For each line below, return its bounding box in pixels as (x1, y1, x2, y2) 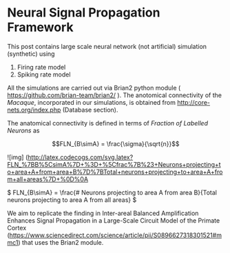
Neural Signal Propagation (7, 5, 160, 21)
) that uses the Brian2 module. (18, 238, 104, 246)
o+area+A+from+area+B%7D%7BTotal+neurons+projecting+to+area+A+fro (7, 168, 223, 176)
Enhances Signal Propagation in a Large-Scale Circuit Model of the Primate (7, 216, 220, 225)
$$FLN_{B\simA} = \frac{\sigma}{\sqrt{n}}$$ (51, 139, 180, 148)
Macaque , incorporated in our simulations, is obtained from (7, 98, 176, 106)
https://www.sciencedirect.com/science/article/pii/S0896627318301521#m (9, 231, 222, 239)
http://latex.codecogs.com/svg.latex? (27, 153, 134, 161)
